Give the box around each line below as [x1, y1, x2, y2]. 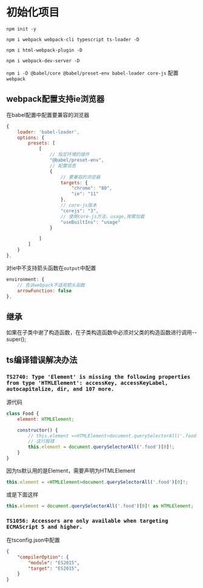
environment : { [6, 276, 45, 282]
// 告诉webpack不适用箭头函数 [17, 282, 85, 288]
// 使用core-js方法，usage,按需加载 [60, 213, 145, 219]
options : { [17, 135, 45, 141]
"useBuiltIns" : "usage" [60, 219, 121, 225]
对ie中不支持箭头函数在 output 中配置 [6, 264, 96, 272]
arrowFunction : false [17, 287, 72, 294]
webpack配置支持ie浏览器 [6, 94, 105, 104]
